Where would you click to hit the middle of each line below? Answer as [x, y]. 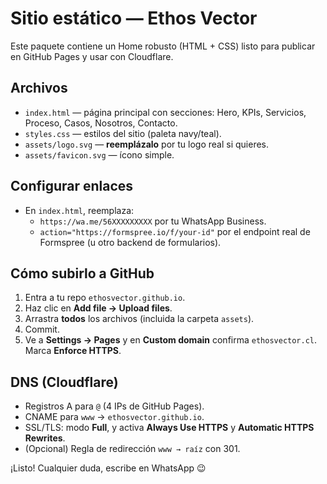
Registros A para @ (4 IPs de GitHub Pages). [114, 406]
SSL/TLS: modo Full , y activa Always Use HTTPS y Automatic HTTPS [169, 428]
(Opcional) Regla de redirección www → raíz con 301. [132, 449]
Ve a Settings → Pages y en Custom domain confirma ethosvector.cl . [171, 340]
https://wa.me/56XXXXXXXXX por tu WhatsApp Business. [153, 221]
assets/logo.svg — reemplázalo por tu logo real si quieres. [147, 144]
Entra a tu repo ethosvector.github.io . [105, 298]
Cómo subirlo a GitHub [82, 273]
